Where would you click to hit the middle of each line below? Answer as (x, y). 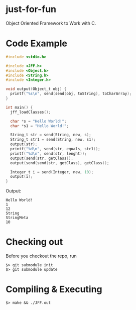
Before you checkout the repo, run (41, 256)
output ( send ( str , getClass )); (42, 158)
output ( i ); (22, 177)
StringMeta (17, 218)
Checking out (34, 242)
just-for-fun (31, 9)
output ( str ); (24, 144)
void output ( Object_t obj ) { (36, 89)
